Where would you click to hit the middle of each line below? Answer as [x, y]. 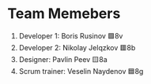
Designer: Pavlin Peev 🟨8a [63, 59]
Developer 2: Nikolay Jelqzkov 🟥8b [77, 47]
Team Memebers [64, 14]
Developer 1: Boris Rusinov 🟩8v [71, 35]
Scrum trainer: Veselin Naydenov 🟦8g [81, 71]
